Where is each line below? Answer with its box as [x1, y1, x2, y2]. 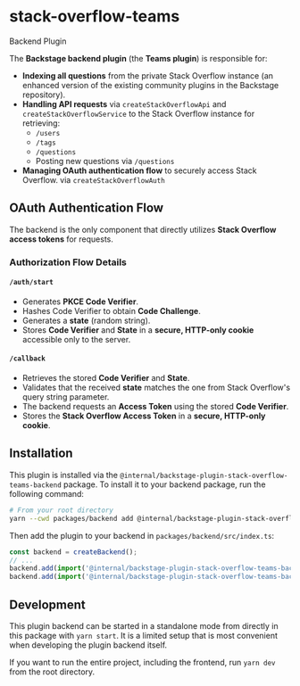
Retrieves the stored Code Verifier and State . [21, 373, 190, 384]
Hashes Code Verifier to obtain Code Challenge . [21, 305, 201, 316]
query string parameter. [21, 392, 110, 402]
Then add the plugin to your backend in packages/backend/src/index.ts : [9, 530, 275, 541]
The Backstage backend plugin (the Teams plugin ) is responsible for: [9, 53, 268, 63]
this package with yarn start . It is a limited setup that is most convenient [9, 630, 279, 641]
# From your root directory [9, 506, 114, 515]
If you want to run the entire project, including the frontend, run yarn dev [9, 657, 276, 667]
